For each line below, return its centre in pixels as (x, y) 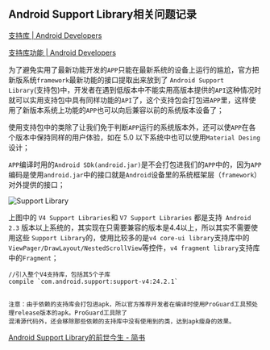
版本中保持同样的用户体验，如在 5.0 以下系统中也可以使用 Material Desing (137, 137)
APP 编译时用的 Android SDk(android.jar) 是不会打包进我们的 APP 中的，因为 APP (135, 165)
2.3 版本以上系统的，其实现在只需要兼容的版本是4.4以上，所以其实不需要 (130, 227)
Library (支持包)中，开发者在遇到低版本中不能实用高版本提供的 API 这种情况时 (135, 90)
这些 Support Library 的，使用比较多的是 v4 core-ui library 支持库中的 (132, 237)
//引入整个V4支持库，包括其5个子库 (60, 274)
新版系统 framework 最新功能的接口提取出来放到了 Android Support (116, 80)
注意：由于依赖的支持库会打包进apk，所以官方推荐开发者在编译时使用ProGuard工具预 (130, 304)
